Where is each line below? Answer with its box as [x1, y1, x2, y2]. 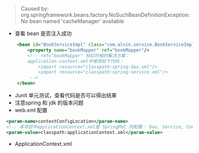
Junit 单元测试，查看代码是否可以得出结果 [14, 92, 117, 98]
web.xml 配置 [14, 107, 48, 113]
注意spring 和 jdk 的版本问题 [14, 99, 84, 106]
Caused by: [20, 5, 49, 12]
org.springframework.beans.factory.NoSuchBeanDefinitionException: [20, 11, 190, 18]
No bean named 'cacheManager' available [20, 18, 124, 24]
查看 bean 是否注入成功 [14, 30, 72, 37]
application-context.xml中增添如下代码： [27, 58, 124, 64]
